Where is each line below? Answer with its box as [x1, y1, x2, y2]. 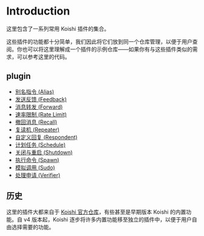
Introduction [6, 4, 70, 18]
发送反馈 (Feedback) [15, 95, 67, 103]
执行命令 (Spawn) [15, 156, 59, 163]
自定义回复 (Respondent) [15, 133, 78, 141]
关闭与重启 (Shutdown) [15, 149, 73, 156]
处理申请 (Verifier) [15, 171, 61, 178]
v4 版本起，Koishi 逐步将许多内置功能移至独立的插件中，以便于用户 [23, 215, 192, 223]
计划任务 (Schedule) [15, 141, 66, 148]
